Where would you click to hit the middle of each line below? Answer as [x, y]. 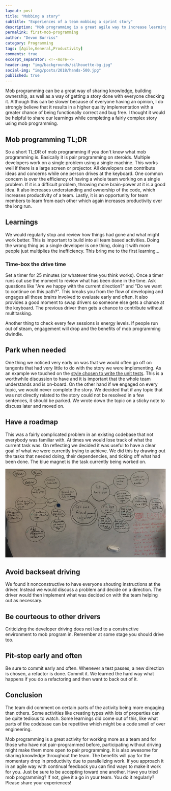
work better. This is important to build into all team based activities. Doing [82, 240]
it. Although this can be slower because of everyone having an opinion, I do [84, 102]
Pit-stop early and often [44, 656]
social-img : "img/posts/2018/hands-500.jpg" [53, 70]
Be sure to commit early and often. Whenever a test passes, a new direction [85, 668]
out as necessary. [24, 601]
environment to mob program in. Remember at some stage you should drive [85, 634]
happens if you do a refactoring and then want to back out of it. [72, 679]
